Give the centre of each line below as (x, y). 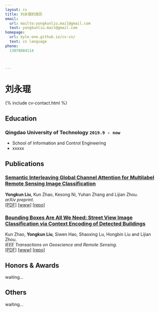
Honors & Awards (32, 265)
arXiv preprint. (20, 199)
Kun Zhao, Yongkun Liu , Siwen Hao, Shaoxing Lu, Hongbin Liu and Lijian (78, 234)
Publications (25, 164)
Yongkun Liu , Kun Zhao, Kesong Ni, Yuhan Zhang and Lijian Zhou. (72, 194)
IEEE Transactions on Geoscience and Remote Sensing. (61, 245)
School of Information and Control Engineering (59, 143)
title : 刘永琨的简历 (24, 14)
